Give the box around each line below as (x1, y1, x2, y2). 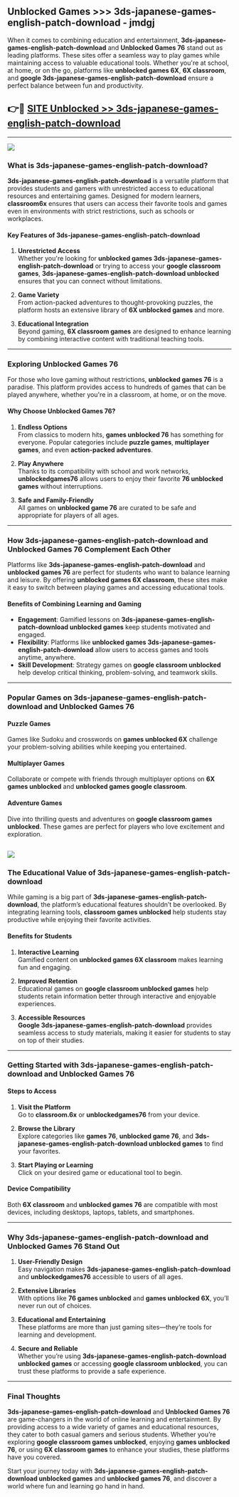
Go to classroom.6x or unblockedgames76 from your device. (17, 1110, 201, 1119)
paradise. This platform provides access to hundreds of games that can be (7, 383, 226, 391)
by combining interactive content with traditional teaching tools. (17, 335, 205, 343)
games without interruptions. (17, 482, 103, 490)
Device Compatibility (7, 1184, 71, 1193)
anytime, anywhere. (17, 653, 76, 662)
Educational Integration (17, 320, 89, 328)
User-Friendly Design (17, 1258, 83, 1266)
